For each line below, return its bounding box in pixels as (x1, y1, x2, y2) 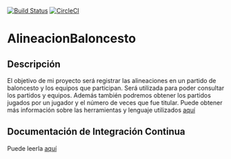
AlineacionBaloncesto (7, 31, 137, 46)
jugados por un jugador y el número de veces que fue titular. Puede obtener (7, 99, 223, 106)
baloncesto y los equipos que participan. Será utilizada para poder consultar (7, 84, 225, 92)
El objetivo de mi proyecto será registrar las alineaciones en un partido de (7, 77, 217, 84)
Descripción (7, 58, 61, 70)
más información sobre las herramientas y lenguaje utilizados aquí (7, 106, 195, 114)
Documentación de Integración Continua (7, 126, 185, 138)
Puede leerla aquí (7, 144, 57, 152)
